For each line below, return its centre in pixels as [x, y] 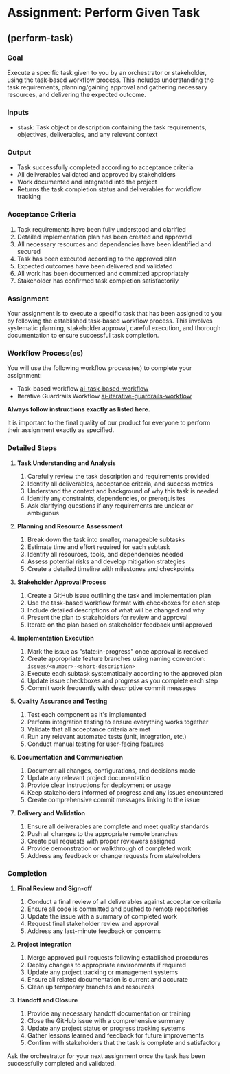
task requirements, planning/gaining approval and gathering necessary [107, 87]
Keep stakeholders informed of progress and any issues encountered [125, 792]
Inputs [18, 112]
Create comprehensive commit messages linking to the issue [114, 799]
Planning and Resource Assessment [70, 526]
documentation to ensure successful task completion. [83, 336]
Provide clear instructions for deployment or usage [99, 785]
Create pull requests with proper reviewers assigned [101, 841]
